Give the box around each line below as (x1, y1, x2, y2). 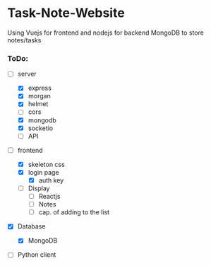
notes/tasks (7, 35, 42, 44)
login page (28, 168, 59, 176)
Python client (17, 250, 56, 259)
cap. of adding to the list (38, 208, 110, 216)
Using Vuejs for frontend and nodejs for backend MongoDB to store (7, 28, 205, 37)
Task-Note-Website (7, 5, 125, 21)
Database (17, 222, 46, 231)
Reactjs (38, 192, 61, 201)
